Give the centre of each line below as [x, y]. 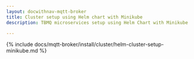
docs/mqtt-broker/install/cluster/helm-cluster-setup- [99, 44]
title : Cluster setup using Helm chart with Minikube [75, 17]
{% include [20, 44]
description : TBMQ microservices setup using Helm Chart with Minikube [97, 22]
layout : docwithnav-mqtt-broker [46, 12]
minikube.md [22, 51]
